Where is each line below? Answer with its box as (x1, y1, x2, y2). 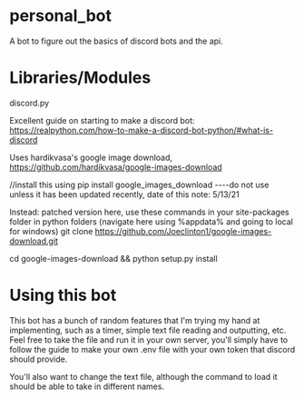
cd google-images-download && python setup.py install (9, 253, 218, 264)
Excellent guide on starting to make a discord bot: (9, 115, 195, 125)
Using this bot (9, 285, 117, 305)
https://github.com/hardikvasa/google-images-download (9, 161, 222, 173)
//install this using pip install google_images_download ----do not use (9, 179, 270, 190)
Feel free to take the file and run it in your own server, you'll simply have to (9, 334, 289, 345)
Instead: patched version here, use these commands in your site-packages (9, 206, 289, 217)
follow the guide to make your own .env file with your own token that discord (9, 344, 296, 354)
